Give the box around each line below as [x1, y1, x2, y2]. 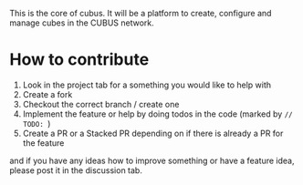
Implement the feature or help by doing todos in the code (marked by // [22, 108, 294, 119]
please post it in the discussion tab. [9, 164, 143, 176]
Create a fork [22, 88, 73, 99]
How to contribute [9, 49, 150, 70]
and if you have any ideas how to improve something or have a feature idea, [9, 155, 295, 166]
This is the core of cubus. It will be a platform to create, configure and [9, 8, 272, 18]
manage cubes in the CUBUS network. [9, 17, 155, 28]
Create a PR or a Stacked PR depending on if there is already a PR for [22, 128, 284, 139]
